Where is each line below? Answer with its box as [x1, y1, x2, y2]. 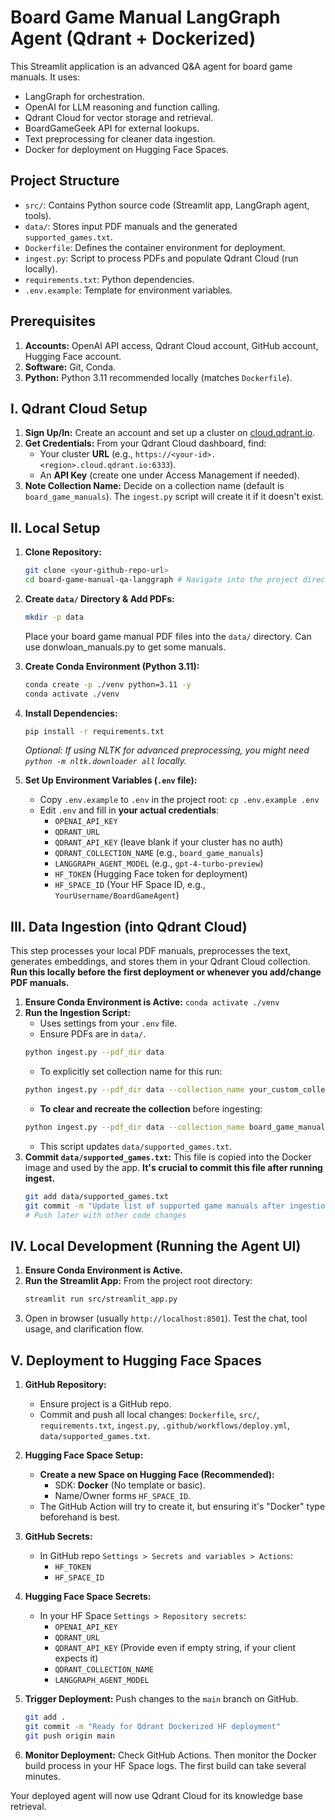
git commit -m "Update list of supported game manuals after [24, 1201, 286, 1211]
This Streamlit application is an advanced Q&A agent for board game [10, 60, 293, 72]
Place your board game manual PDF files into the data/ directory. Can [24, 630, 312, 642]
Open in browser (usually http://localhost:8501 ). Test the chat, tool [24, 1312, 308, 1325]
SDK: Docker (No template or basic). [54, 1479, 206, 1491]
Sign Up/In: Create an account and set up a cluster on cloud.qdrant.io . [24, 427, 316, 439]
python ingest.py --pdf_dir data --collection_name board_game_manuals [24, 1122, 330, 1132]
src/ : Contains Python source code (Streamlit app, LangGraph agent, [24, 199, 310, 211]
